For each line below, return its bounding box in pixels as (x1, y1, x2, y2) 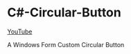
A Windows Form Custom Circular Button (7, 40, 125, 49)
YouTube (7, 27, 33, 36)
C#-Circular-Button (7, 5, 121, 21)
